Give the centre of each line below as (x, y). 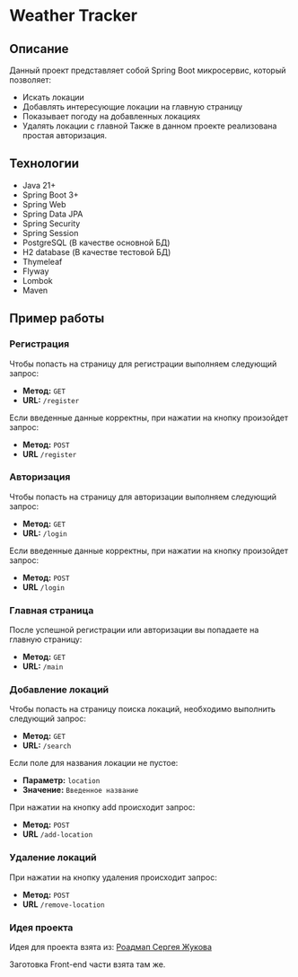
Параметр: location (61, 780)
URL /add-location (57, 834)
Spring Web (44, 204)
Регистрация (39, 344)
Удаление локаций (53, 858)
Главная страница (52, 610)
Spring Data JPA (53, 214)
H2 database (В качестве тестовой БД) (96, 251)
